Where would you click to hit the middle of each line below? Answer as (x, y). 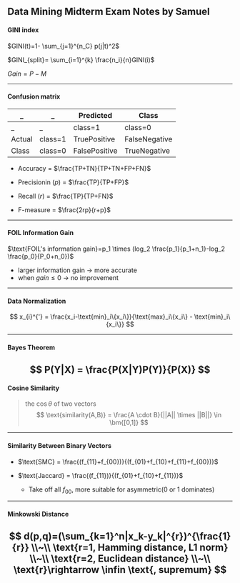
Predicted (95, 115)
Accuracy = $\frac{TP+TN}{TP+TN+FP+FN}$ (84, 168)
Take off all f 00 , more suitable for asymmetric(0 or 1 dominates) (121, 490)
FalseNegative (149, 139)
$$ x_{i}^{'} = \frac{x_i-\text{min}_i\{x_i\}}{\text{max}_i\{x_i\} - (101, 317)
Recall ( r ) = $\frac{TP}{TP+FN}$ (65, 196)
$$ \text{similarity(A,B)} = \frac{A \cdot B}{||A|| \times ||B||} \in (129, 415)
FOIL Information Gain (41, 233)
